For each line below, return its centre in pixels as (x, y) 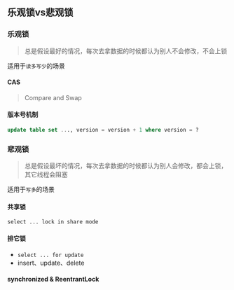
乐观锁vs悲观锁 (40, 13)
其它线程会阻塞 (46, 174)
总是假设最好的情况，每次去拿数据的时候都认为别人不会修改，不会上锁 (126, 50)
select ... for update (50, 255)
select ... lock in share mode (53, 222)
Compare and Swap (53, 97)
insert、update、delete (51, 263)
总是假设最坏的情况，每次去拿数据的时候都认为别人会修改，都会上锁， (126, 166)
